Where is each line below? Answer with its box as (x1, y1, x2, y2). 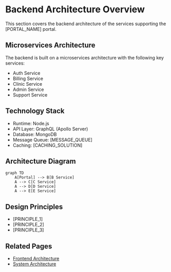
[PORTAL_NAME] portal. (5, 26, 56, 32)
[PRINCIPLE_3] (12, 227, 44, 233)
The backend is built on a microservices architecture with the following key (5, 54, 164, 61)
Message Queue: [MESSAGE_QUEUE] (12, 137, 92, 143)
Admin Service (12, 86, 44, 92)
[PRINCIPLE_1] (12, 216, 43, 222)
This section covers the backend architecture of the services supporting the (5, 21, 166, 27)
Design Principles (5, 202, 63, 211)
